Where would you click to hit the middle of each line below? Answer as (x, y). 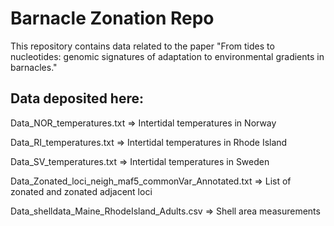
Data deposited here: (77, 98)
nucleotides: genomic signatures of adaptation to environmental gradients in (167, 56)
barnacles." (34, 67)
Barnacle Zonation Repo (112, 18)
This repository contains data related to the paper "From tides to (142, 46)
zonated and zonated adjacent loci (81, 191)
